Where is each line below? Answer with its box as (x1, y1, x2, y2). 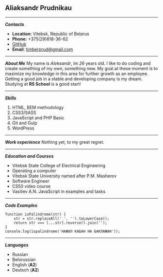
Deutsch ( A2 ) (12, 267, 39, 273)
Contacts (5, 21, 24, 27)
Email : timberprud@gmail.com (12, 46, 73, 52)
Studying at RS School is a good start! (5, 81, 81, 87)
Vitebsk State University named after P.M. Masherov (12, 173, 117, 179)
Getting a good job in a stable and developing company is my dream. (5, 75, 143, 82)
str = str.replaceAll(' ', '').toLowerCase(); (14, 216, 110, 221)
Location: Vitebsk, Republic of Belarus (12, 31, 90, 37)
